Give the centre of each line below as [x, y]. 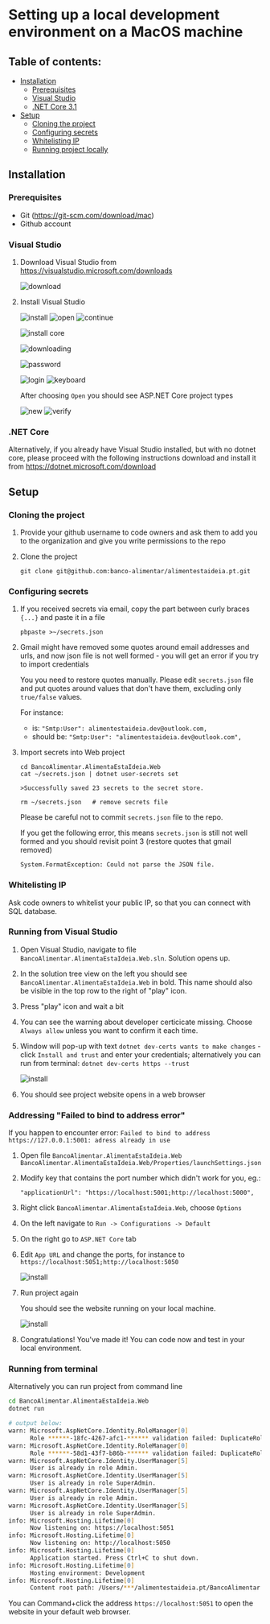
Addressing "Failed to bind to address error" [97, 1115]
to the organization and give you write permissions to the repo [123, 540]
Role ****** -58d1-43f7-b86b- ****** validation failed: [123, 1453]
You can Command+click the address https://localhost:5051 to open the [131, 1603]
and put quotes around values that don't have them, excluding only [131, 688]
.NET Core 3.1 [55, 107]
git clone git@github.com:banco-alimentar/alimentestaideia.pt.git [135, 571]
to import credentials [55, 664]
